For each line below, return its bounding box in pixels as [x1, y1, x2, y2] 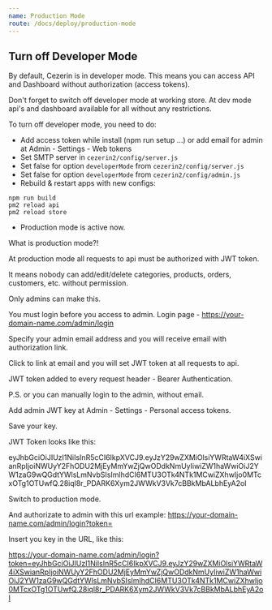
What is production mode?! [8, 238, 99, 248]
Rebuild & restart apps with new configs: [19, 178, 156, 188]
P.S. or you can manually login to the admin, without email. [8, 390, 205, 400]
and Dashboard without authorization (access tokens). [8, 79, 191, 89]
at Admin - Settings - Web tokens [19, 144, 132, 154]
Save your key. [8, 421, 58, 431]
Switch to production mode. [8, 494, 101, 504]
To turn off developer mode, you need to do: [8, 119, 157, 130]
